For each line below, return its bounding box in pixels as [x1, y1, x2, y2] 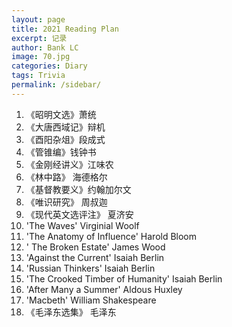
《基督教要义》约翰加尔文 [25, 183, 132, 195]
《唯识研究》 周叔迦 [25, 196, 108, 208]
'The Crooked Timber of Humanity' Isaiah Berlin [25, 272, 223, 285]
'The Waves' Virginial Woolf [25, 219, 140, 231]
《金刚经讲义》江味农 [25, 158, 114, 170]
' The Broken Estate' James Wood [25, 241, 166, 253]
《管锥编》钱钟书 [25, 146, 97, 158]
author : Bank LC [11, 42, 79, 53]
